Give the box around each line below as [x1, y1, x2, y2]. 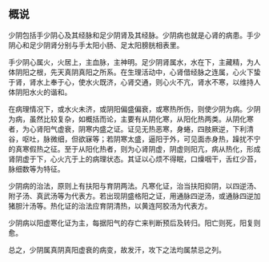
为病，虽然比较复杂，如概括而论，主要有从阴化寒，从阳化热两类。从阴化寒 [8, 114, 254, 124]
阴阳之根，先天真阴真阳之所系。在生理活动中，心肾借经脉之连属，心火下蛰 [14, 67, 261, 77]
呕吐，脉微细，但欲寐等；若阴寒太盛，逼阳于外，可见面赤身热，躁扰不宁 [22, 134, 261, 144]
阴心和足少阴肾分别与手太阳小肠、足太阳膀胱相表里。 [8, 40, 184, 50]
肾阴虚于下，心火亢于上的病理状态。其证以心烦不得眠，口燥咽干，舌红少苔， [8, 154, 261, 164]
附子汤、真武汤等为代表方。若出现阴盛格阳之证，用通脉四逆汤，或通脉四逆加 [8, 191, 261, 200]
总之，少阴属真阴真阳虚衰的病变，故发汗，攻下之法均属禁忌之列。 [8, 244, 226, 254]
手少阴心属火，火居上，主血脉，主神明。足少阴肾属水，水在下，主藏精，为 [8, 57, 254, 66]
